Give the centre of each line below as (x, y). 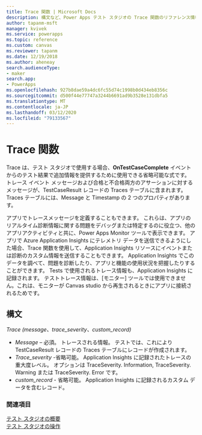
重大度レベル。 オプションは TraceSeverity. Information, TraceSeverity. (103, 365)
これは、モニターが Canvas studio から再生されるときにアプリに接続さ (104, 286)
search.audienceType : (33, 68)
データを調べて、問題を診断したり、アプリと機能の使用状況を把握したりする (101, 263)
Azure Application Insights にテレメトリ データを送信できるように (105, 241)
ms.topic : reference (32, 40)
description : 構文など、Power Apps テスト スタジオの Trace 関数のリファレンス (98, 17)
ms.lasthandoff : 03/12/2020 (41, 113)
